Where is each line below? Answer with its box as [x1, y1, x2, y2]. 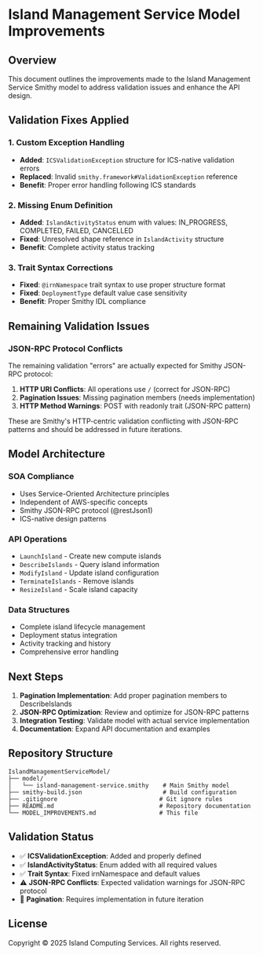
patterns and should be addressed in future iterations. [8, 424, 183, 434]
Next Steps [8, 670, 64, 683]
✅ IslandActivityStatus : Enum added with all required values [19, 860, 217, 869]
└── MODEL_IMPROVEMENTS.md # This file [8, 809, 199, 817]
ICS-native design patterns [19, 514, 108, 523]
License [8, 917, 48, 931]
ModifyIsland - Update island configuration [19, 568, 159, 577]
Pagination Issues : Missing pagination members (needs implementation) [19, 393, 255, 402]
